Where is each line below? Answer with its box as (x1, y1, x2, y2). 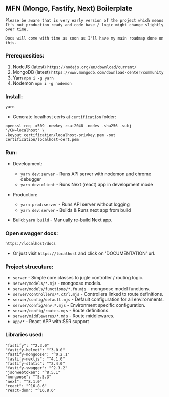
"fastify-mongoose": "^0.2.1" (5, 352, 70, 357)
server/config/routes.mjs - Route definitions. (12, 308, 110, 314)
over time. (5, 27, 29, 32)
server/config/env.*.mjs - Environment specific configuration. (12, 302, 146, 308)
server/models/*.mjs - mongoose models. (12, 280, 102, 287)
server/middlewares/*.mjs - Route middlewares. (12, 313, 114, 319)
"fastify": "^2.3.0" (5, 343, 50, 348)
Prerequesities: (5, 52, 45, 59)
